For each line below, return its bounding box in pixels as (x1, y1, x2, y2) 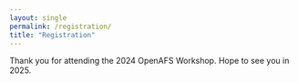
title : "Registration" (9, 30, 96, 39)
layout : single (9, 13, 67, 23)
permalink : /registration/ (9, 22, 112, 31)
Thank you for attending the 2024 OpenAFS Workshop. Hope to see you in (9, 56, 290, 67)
